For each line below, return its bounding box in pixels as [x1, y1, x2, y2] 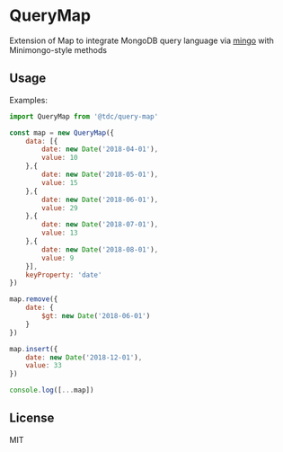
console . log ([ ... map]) [9, 386, 94, 395]
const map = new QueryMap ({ [9, 128, 115, 137]
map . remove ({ [9, 295, 58, 304]
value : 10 [41, 154, 78, 163]
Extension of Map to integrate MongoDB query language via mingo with [9, 35, 274, 46]
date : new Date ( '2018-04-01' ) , [41, 145, 159, 154]
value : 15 [41, 178, 78, 187]
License [9, 411, 55, 426]
